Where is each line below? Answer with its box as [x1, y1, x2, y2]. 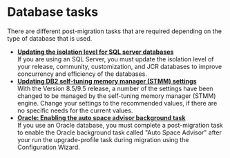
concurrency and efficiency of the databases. [17, 70, 147, 78]
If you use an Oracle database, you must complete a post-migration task [17, 121, 223, 129]
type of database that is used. [7, 34, 93, 42]
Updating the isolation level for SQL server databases [17, 48, 174, 56]
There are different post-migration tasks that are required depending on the [7, 27, 222, 35]
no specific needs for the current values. [17, 106, 133, 115]
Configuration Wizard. [17, 143, 81, 151]
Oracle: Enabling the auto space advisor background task [17, 113, 186, 121]
